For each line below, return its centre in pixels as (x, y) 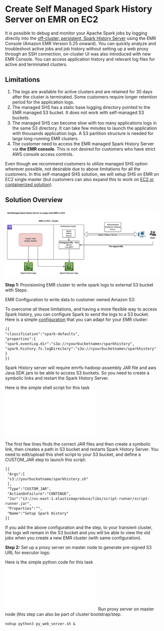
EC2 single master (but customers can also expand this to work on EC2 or (80, 179)
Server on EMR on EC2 (52, 19)
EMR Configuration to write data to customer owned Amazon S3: (70, 299)
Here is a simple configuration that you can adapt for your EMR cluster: (77, 319)
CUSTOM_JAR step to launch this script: (46, 459)
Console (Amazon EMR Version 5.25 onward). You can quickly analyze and (81, 43)
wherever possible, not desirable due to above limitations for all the (73, 169)
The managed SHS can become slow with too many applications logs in (84, 123)
